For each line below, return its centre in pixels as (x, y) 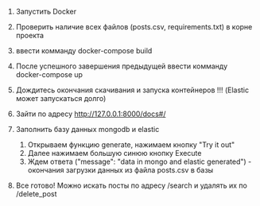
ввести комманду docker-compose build (84, 51)
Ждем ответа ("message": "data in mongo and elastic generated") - (140, 161)
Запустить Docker (46, 12)
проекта (30, 35)
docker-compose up (49, 74)
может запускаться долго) (61, 98)
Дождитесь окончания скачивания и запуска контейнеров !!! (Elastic (132, 90)
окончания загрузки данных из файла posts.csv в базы (120, 170)
